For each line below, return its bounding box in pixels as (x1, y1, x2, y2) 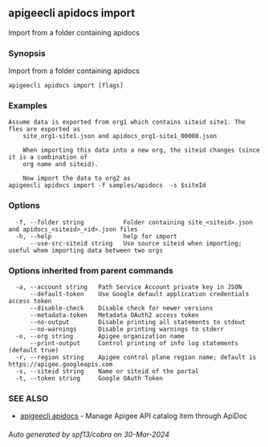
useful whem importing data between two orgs (8, 246, 163, 254)
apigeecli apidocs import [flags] (8, 82, 124, 90)
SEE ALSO (8, 392, 49, 404)
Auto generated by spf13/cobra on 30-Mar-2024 (8, 429, 170, 439)
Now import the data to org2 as (22, 174, 131, 183)
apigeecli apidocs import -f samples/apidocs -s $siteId (8, 181, 206, 189)
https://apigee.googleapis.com (8, 360, 113, 368)
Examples (8, 100, 48, 112)
